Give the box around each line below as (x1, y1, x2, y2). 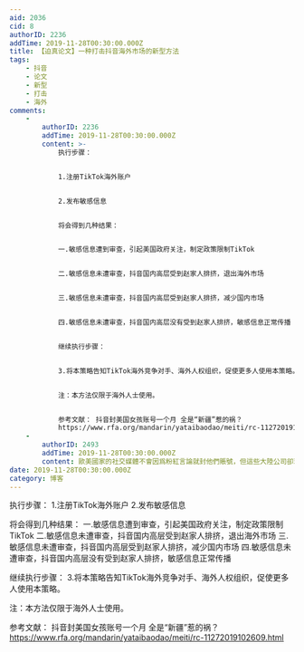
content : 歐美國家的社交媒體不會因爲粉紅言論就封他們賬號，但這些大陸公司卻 (42, 456, 294, 466)
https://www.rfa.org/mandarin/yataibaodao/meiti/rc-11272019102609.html (9, 632, 285, 643)
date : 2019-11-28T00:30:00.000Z (9, 465, 131, 475)
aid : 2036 (9, 13, 47, 23)
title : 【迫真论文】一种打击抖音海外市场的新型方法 (9, 47, 179, 56)
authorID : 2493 (42, 440, 100, 449)
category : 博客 (9, 474, 64, 483)
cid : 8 (9, 22, 34, 31)
